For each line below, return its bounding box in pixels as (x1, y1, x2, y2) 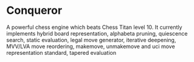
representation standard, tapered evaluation (6, 49, 117, 56)
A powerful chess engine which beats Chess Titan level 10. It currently (6, 23, 182, 31)
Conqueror (6, 4, 63, 17)
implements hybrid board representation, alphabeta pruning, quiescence (6, 29, 188, 37)
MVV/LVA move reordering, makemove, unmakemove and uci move (6, 43, 175, 50)
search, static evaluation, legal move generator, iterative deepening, (6, 36, 176, 43)
